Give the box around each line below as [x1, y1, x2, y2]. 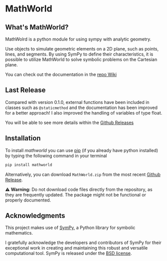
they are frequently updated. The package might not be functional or [5, 191, 146, 197]
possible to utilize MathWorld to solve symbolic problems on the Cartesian [5, 56, 158, 62]
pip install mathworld [5, 162, 52, 167]
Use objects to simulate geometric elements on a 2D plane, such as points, [5, 46, 159, 51]
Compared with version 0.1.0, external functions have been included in [5, 99, 150, 105]
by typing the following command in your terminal [5, 152, 107, 158]
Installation [5, 134, 41, 142]
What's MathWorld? [5, 23, 69, 31]
